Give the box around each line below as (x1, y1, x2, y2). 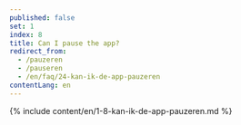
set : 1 (9, 22, 35, 31)
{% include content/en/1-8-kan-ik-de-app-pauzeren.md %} (9, 105, 233, 116)
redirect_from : (9, 47, 67, 56)
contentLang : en (9, 81, 71, 90)
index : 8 (9, 30, 43, 39)
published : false (9, 13, 75, 23)
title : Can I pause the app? (9, 38, 120, 48)
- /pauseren (17, 64, 64, 73)
